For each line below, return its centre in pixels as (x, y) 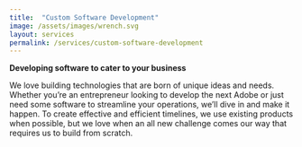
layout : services (42, 34)
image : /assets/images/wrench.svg (74, 26)
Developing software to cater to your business (98, 68)
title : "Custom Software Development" (84, 17)
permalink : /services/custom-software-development (106, 43)
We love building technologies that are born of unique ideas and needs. (142, 85)
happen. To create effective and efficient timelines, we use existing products (151, 114)
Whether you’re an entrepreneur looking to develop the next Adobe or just (146, 95)
